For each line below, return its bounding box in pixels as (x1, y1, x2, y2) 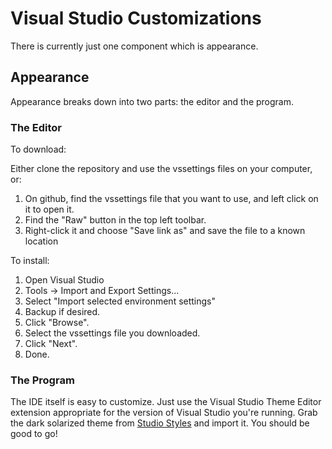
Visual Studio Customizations (10, 7, 262, 30)
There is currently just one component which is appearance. (10, 40, 259, 52)
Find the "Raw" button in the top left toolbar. (24, 214, 207, 226)
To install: (10, 255, 50, 267)
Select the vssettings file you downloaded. (24, 327, 201, 339)
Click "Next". (24, 338, 78, 350)
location (24, 235, 59, 247)
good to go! (10, 428, 58, 440)
